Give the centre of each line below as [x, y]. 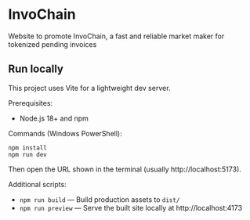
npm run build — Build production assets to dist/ [100, 199]
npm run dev [27, 154]
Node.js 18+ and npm [54, 118]
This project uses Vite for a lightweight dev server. [89, 88]
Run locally [36, 69]
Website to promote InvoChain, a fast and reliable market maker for [116, 36]
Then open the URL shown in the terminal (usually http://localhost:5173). [125, 169]
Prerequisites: [31, 103]
